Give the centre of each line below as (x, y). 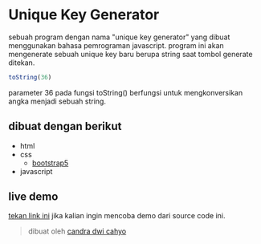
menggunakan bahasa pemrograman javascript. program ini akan (116, 45)
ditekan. (22, 63)
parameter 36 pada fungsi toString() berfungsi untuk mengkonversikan (126, 92)
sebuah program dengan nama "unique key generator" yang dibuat (119, 37)
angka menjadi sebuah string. (57, 101)
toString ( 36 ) (30, 77)
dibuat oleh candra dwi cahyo (77, 231)
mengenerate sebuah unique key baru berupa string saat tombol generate (130, 54)
